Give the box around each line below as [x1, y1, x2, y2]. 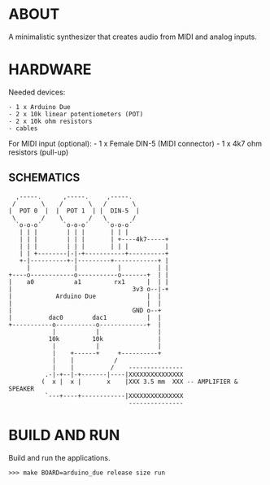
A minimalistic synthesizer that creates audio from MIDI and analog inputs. [8, 32, 258, 42]
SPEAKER [8, 384, 35, 393]
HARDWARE [8, 60, 92, 79]
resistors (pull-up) [8, 147, 69, 157]
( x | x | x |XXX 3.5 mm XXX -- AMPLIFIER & [41, 378, 238, 386]
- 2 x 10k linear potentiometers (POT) [8, 110, 144, 118]
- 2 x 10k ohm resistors [8, 117, 93, 125]
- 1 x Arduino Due [8, 103, 71, 111]
